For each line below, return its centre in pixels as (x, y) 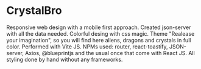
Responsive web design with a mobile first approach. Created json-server (99, 27)
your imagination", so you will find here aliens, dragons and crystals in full (99, 40)
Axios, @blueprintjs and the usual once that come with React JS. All (110, 53)
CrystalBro (34, 11)
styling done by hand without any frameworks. (65, 59)
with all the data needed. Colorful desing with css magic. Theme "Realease (100, 33)
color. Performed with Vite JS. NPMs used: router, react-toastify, (87, 47)
